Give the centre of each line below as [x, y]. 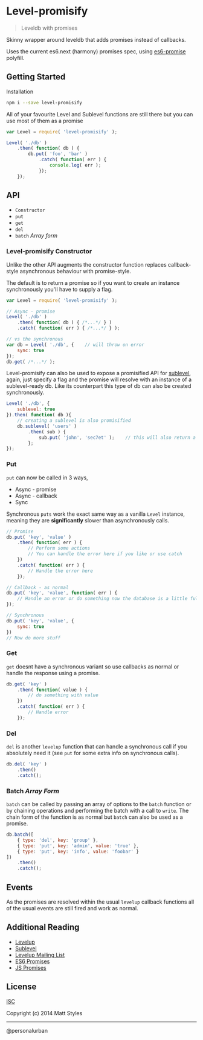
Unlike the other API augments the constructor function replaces [87, 264]
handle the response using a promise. [53, 673]
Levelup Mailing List [40, 955]
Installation [20, 92]
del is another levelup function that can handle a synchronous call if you [97, 747]
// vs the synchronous [35, 339]
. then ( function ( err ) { [50, 543]
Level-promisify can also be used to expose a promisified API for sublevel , [99, 373]
